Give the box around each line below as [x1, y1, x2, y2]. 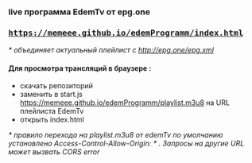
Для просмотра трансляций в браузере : [8, 63, 152, 73]
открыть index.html [19, 114, 85, 125]
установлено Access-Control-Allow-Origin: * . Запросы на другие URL [8, 138, 245, 149]
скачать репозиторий [19, 81, 94, 91]
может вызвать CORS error [8, 147, 100, 157]
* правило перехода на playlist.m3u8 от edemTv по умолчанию [8, 130, 223, 140]
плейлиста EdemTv [19, 107, 84, 116]
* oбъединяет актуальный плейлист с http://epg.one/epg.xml [8, 45, 215, 55]
